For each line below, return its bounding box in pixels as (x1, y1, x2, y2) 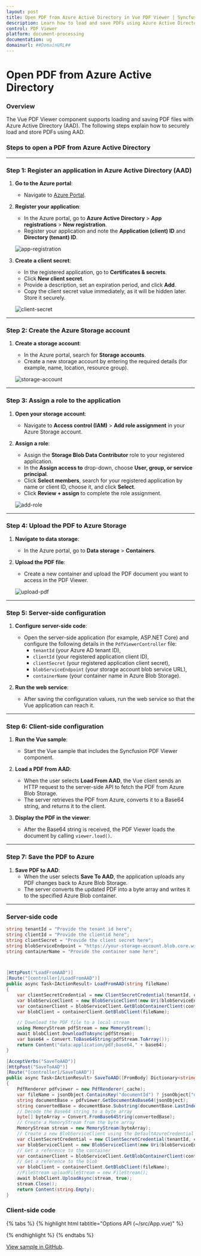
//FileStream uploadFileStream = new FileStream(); (17, 1170, 148, 1176)
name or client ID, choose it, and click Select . (23, 483, 136, 490)
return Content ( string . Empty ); (17, 1186, 95, 1192)
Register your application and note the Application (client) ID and (23, 227, 185, 234)
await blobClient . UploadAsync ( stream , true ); (17, 1176, 133, 1182)
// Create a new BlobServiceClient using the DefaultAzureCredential (17, 1131, 194, 1137)
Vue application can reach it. (23, 702, 95, 709)
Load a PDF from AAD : (14, 766, 72, 773)
